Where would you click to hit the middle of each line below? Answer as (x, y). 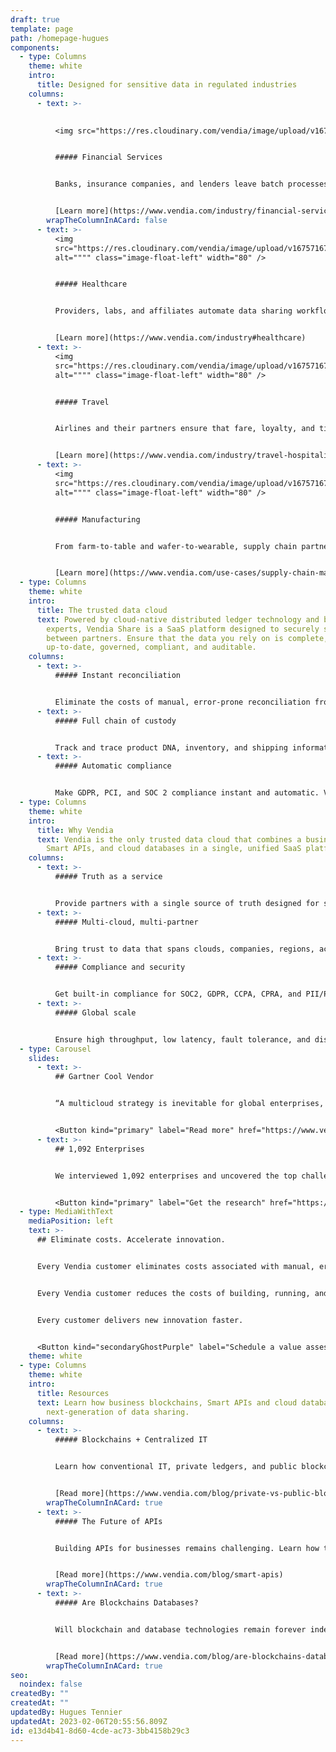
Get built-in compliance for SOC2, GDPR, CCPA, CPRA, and (178, 994)
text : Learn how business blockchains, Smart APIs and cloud (167, 1402)
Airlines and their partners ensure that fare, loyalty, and (184, 429)
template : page (42, 29)
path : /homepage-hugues (60, 38)
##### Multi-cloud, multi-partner (126, 922)
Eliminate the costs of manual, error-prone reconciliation (182, 702)
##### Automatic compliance (113, 766)
